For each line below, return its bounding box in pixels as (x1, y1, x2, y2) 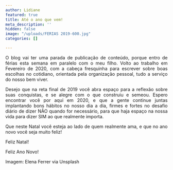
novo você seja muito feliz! (5, 129, 62, 135)
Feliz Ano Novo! (5, 148, 39, 155)
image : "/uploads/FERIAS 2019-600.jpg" (5, 31, 91, 36)
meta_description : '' (5, 22, 52, 27)
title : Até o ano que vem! (5, 17, 63, 22)
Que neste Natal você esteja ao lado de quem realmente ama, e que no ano (5, 123, 168, 130)
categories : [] (5, 36, 38, 41)
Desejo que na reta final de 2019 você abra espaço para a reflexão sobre (5, 86, 168, 92)
